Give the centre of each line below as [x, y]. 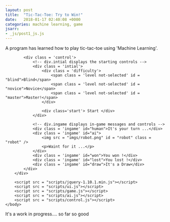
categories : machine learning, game [44, 24]
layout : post [19, 10]
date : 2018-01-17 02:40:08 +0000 [43, 19]
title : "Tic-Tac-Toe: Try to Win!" [44, 15]
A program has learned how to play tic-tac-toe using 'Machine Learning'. [82, 48]
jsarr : [12, 29]
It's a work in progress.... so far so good [47, 214]
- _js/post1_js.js [25, 34]
